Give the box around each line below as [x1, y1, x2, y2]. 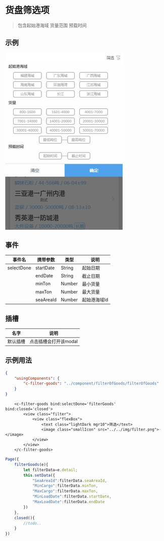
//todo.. [23, 521, 42, 526]
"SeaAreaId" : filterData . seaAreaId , [32, 478, 107, 483]
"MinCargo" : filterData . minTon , [32, 483, 98, 488]
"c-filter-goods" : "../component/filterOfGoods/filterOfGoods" [23, 381, 159, 386]
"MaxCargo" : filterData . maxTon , [32, 488, 98, 494]
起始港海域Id [82, 297, 108, 303]
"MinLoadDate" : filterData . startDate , [32, 494, 112, 499]
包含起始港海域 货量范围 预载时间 [17, 22, 87, 28]
